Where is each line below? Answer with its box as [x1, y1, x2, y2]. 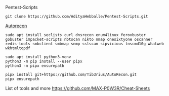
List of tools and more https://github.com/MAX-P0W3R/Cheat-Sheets [5, 85, 150, 91]
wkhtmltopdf [5, 46, 30, 51]
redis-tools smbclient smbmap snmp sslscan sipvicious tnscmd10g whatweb [5, 41, 164, 46]
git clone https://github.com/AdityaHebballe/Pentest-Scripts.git [5, 14, 148, 19]
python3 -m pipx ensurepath [5, 63, 65, 68]
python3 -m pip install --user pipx [5, 59, 82, 64]
